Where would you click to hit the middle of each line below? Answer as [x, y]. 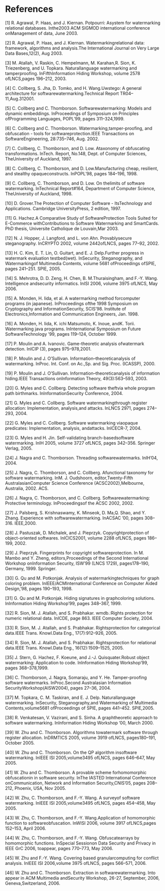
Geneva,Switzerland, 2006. [33, 883]
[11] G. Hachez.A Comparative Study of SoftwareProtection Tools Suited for [81, 218]
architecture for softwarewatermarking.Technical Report [62, 93]
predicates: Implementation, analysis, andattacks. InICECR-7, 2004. [73, 428]
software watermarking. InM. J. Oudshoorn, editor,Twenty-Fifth [69, 478]
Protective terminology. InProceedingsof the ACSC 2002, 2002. [70, 503]
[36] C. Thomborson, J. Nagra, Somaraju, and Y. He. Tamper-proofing [76, 677]
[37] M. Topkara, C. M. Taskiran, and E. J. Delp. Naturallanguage [70, 697]
